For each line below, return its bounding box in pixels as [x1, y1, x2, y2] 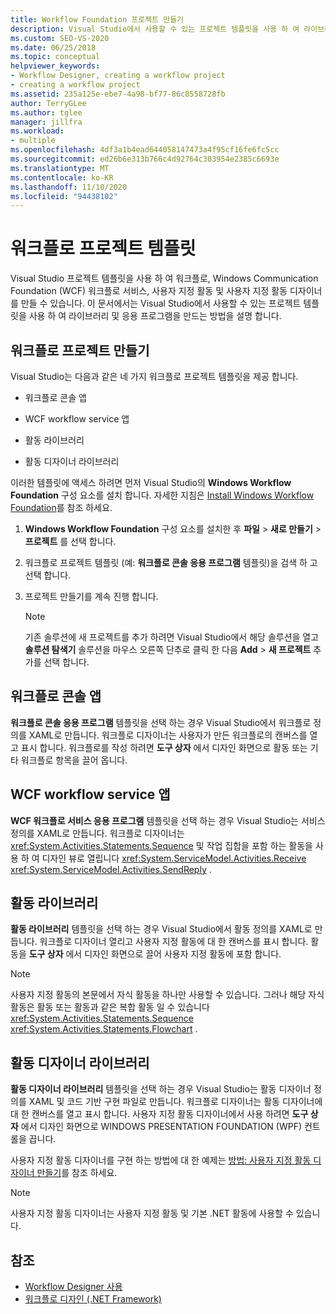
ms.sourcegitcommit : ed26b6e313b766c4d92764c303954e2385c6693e [10, 154, 280, 164]
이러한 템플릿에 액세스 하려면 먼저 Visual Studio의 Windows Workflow [10, 477, 292, 488]
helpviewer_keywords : [10, 61, 101, 71]
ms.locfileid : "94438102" [10, 191, 118, 201]
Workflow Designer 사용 [24, 1281, 123, 1293]
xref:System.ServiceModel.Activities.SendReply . [10, 863, 212, 875]
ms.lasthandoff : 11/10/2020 [10, 182, 128, 192]
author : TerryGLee [10, 98, 87, 108]
